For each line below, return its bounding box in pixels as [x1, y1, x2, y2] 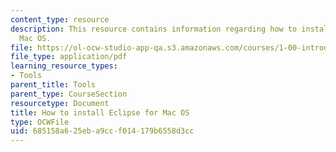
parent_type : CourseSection [10, 89, 128, 99]
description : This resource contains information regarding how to [10, 24, 298, 34]
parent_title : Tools [10, 80, 97, 90]
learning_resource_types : [10, 61, 118, 71]
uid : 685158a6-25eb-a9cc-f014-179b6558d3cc [10, 126, 195, 136]
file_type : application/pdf [10, 52, 128, 62]
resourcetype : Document [10, 98, 110, 108]
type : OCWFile [10, 117, 70, 127]
